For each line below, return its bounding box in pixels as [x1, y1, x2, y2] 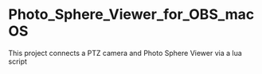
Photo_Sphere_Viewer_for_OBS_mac [8, 6, 255, 24]
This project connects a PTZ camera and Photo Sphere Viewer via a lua [8, 48, 243, 57]
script [8, 57, 28, 66]
